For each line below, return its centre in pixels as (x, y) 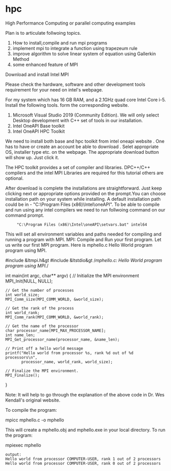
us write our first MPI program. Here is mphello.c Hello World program (79, 245)
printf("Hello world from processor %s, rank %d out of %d (69, 353)
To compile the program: (31, 410)
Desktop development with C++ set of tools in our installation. (78, 120)
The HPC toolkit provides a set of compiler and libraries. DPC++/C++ (78, 167)
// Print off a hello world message (44, 348)
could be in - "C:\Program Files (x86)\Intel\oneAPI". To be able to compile (82, 204)
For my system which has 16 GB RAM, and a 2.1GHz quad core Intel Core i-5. (86, 100)
